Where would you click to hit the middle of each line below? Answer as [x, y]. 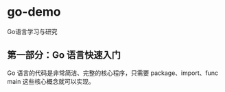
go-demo [34, 12]
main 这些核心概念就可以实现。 [51, 81]
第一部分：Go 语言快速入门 [64, 55]
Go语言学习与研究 [32, 31]
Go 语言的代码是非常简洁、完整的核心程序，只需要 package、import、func [113, 73]
